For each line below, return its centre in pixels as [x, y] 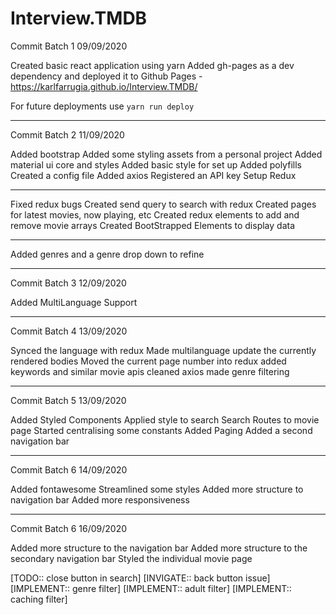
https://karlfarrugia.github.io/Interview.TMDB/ [104, 86]
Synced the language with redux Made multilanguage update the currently [163, 350]
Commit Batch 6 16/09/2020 [69, 528]
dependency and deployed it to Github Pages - [106, 76]
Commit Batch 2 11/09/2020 [67, 134]
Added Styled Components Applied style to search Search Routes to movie [165, 419]
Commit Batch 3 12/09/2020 [68, 283]
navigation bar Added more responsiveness [100, 499]
